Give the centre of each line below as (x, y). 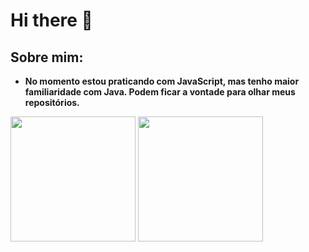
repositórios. (52, 102)
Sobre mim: (47, 57)
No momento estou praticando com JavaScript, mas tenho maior (162, 81)
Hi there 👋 (51, 20)
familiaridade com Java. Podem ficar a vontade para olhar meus (160, 92)
